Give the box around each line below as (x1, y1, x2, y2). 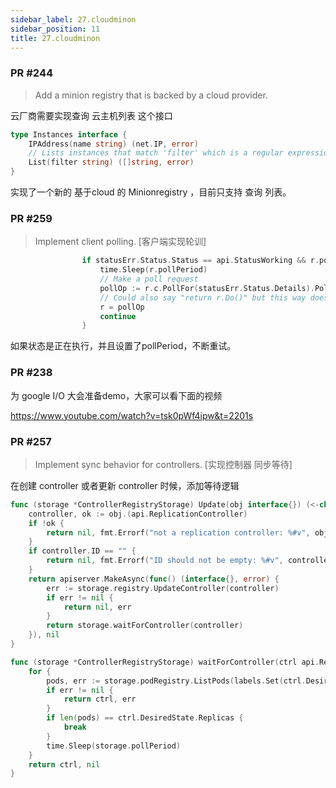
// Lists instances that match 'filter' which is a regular (28, 148, 284, 158)
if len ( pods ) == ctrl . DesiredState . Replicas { (46, 713, 244, 723)
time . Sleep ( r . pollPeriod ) (99, 265, 208, 275)
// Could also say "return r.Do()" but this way (99, 292, 307, 303)
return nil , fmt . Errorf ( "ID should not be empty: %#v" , (46, 556, 284, 566)
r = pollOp (99, 302, 145, 312)
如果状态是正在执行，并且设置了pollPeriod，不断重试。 (10, 340, 237, 352)
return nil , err (63, 602, 132, 612)
